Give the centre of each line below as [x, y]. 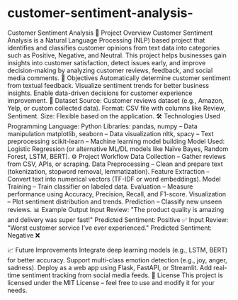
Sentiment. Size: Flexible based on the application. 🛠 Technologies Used [114, 116]
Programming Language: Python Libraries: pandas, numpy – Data [103, 126]
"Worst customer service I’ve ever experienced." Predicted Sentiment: [110, 228]
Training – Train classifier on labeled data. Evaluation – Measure [100, 187]
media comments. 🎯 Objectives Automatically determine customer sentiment [119, 78]
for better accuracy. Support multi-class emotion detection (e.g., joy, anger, [118, 260]
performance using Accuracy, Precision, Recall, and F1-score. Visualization [117, 194]
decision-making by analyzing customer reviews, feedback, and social [110, 70]
